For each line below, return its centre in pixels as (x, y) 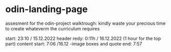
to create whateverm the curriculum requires (53, 28)
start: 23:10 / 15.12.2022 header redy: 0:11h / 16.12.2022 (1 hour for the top (83, 38)
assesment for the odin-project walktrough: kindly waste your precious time (85, 23)
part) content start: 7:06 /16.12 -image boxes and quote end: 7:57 (74, 43)
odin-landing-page (47, 9)
